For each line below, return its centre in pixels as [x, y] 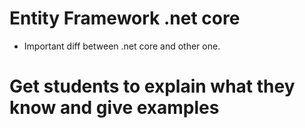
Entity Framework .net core [125, 18]
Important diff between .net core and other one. [122, 46]
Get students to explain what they [152, 86]
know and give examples [114, 108]
